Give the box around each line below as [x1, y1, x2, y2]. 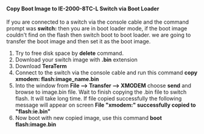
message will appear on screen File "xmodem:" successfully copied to [15, 101, 196, 109]
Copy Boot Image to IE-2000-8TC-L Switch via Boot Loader [6, 5, 160, 12]
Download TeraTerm [15, 63, 67, 70]
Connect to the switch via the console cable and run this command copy [15, 69, 198, 76]
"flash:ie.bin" [15, 108, 51, 115]
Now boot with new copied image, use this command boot [15, 115, 163, 122]
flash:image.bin [15, 121, 57, 128]
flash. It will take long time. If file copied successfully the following [15, 95, 182, 102]
